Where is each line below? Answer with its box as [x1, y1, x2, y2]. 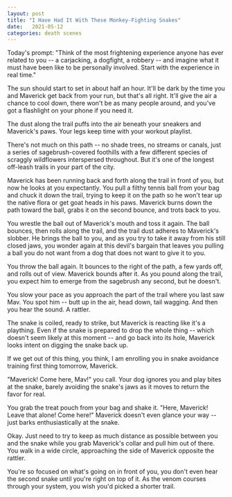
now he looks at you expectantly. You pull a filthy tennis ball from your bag [7, 184, 220, 192]
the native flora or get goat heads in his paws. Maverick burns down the [7, 199, 213, 207]
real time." [7, 71, 37, 79]
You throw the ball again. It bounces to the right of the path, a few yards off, [7, 262, 223, 271]
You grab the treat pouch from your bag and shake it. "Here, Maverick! [7, 404, 208, 412]
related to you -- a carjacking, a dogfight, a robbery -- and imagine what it [7, 56, 220, 65]
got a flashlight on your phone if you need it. [7, 106, 134, 115]
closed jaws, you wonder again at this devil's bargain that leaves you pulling [7, 241, 224, 250]
